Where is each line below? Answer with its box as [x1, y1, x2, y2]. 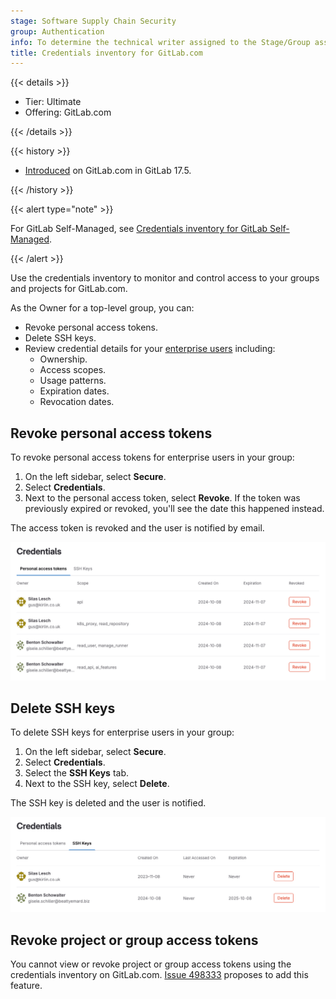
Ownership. [39, 353, 88, 365]
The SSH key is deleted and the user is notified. [10, 797, 207, 809]
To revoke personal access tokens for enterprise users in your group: [10, 451, 295, 464]
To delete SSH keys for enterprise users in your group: [10, 726, 235, 739]
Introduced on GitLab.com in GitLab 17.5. [24, 165, 192, 177]
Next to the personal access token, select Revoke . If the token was [24, 492, 301, 504]
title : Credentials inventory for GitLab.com [10, 48, 203, 58]
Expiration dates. [39, 385, 110, 397]
